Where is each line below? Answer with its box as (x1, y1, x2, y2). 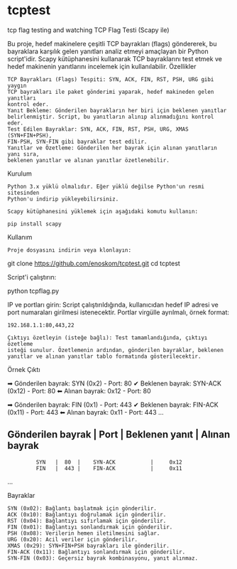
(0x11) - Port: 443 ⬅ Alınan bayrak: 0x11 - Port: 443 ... (7, 408, 165, 416)
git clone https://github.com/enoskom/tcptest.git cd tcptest (7, 259, 181, 267)
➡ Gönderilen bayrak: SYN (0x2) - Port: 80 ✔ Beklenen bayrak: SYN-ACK (7, 379, 222, 388)
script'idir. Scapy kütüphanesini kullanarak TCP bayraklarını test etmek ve (7, 54, 222, 63)
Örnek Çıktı (7, 365, 40, 373)
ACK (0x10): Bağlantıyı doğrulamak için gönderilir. (7, 511, 167, 518)
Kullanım (7, 233, 33, 241)
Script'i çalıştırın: (7, 272, 57, 281)
